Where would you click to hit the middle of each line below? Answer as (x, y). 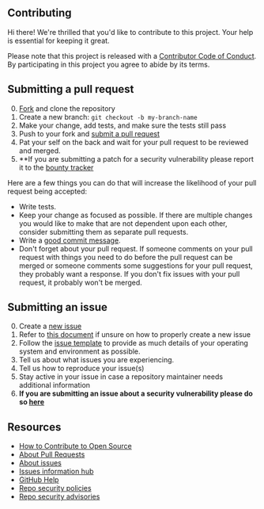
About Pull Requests (52, 454)
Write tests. (38, 206)
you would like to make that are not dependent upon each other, (123, 223)
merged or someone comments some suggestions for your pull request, (136, 266)
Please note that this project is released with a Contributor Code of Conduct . (132, 55)
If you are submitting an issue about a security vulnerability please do (136, 394)
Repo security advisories (59, 497)
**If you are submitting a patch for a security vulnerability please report (136, 159)
